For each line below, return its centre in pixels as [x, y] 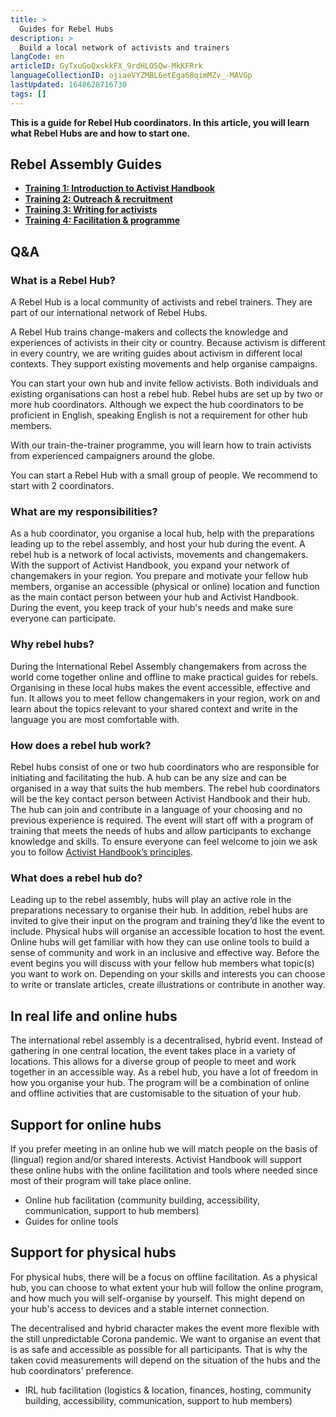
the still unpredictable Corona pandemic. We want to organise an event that [166, 1338]
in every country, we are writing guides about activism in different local [156, 353]
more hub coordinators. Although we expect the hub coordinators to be [157, 405]
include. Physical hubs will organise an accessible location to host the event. [168, 932]
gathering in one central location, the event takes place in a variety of [153, 1051]
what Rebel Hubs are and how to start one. [100, 133]
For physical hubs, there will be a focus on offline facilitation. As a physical [164, 1277]
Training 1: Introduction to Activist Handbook [120, 188]
